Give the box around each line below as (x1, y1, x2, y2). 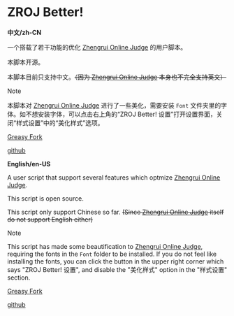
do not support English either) (7, 215, 93, 224)
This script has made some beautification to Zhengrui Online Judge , (7, 242, 203, 250)
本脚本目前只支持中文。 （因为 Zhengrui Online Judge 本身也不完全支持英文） (7, 73, 227, 81)
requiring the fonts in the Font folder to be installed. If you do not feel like (7, 250, 217, 258)
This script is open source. (7, 194, 84, 203)
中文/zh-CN (7, 28, 42, 36)
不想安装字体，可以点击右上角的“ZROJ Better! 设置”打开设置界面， (25, 110, 217, 118)
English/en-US (7, 159, 51, 168)
